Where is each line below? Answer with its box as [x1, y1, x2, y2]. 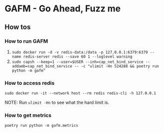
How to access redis [4, 79, 55, 86]
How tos [4, 23, 31, 31]
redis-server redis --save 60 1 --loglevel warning [23, 54, 133, 59]
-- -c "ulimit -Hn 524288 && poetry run [74, 64, 160, 68]
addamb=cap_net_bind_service [11, 64, 73, 68]
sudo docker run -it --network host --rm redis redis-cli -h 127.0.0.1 [4, 91, 156, 96]
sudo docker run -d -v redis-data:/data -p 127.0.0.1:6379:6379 [11, 50, 148, 55]
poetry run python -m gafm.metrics [4, 123, 79, 128]
